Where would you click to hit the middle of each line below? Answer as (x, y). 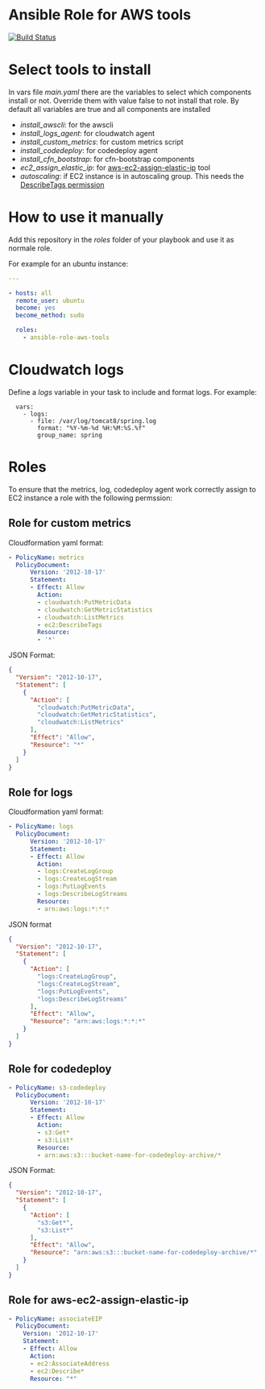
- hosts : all (30, 293)
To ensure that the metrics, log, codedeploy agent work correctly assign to (132, 489)
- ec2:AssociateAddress (70, 1363)
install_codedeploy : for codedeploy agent (89, 150)
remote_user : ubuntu (50, 301)
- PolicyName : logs (41, 827)
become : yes (36, 308)
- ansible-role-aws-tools (66, 338)
